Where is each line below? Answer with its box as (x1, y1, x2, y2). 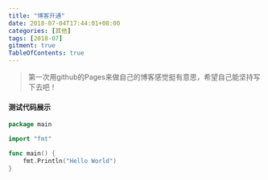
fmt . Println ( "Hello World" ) (23, 157, 117, 165)
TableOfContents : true (8, 49, 85, 57)
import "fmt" (8, 135, 52, 143)
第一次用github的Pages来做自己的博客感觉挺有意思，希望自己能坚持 (27, 72, 254, 81)
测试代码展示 (8, 102, 51, 112)
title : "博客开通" (8, 11, 66, 20)
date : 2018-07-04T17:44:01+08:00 (8, 19, 121, 27)
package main (8, 121, 52, 129)
